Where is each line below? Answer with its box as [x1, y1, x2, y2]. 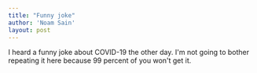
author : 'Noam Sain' [8, 19, 76, 27]
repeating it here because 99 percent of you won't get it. [8, 56, 192, 65]
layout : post [8, 26, 51, 34]
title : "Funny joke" [8, 11, 76, 20]
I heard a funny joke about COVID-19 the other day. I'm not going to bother [8, 48, 250, 57]
